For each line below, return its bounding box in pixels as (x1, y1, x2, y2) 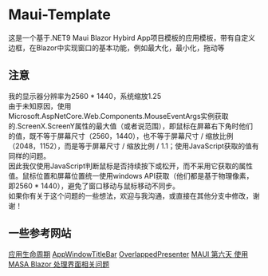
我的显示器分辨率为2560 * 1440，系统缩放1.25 (8, 91, 162, 101)
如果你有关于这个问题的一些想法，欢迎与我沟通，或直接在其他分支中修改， (8, 191, 253, 200)
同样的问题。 (8, 151, 50, 160)
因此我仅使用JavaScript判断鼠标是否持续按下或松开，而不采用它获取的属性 (8, 161, 254, 171)
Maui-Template (8, 6, 112, 24)
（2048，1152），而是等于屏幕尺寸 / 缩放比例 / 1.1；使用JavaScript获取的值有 (8, 141, 259, 151)
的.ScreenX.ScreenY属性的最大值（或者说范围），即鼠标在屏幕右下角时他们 (8, 121, 254, 131)
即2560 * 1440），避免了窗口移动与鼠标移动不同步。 (8, 181, 179, 191)
